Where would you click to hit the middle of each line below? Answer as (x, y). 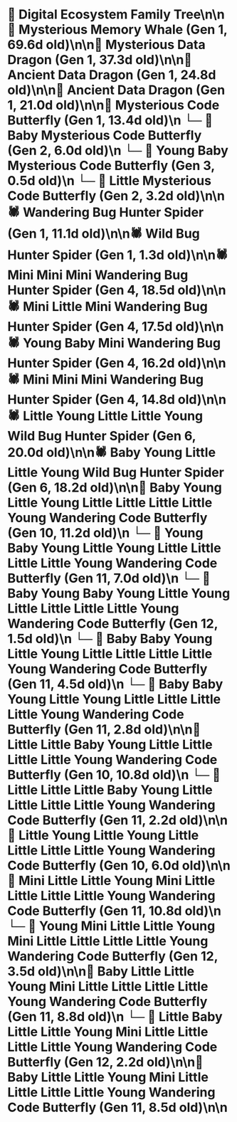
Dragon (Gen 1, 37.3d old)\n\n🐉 (100, 60)
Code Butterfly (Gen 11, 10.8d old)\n (115, 911)
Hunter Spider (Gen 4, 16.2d (91, 363)
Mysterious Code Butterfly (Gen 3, (111, 166)
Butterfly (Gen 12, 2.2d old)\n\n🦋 (106, 1062)
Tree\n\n (199, 15)
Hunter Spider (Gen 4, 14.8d (91, 399)
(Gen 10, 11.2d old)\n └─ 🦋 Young (105, 533)
